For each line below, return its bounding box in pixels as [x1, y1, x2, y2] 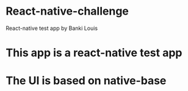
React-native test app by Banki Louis [5, 24, 98, 32]
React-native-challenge [5, 4, 129, 18]
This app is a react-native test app [5, 46, 183, 60]
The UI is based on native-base [5, 74, 167, 88]
